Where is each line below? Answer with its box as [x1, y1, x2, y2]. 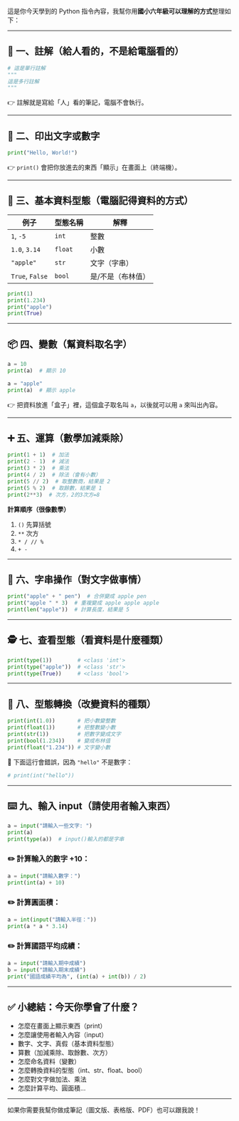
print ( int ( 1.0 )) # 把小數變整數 [7, 717, 116, 725]
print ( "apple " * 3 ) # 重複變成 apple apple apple [7, 599, 160, 607]
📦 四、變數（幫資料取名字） [7, 338, 133, 350]
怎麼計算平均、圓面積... [17, 1083, 86, 1092]
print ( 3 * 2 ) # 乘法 [7, 465, 70, 472]
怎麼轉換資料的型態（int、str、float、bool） [17, 1065, 147, 1074]
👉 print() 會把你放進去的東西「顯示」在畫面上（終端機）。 [7, 163, 181, 172]
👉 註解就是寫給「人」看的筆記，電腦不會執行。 [7, 98, 148, 107]
